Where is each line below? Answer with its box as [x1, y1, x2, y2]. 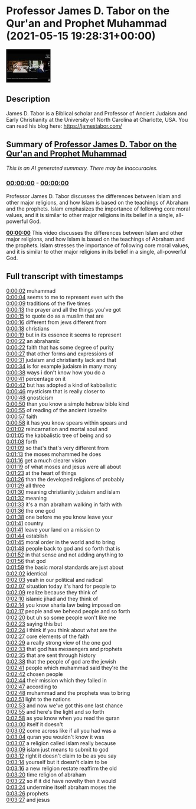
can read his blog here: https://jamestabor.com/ [6, 122, 122, 130]
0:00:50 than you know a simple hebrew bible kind [6, 400, 129, 407]
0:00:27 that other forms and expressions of [6, 350, 114, 357]
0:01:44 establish [6, 532, 48, 539]
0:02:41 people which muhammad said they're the [6, 664, 128, 671]
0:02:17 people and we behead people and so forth [6, 607, 130, 614]
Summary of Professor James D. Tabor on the [6, 140, 177, 150]
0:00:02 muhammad [6, 287, 56, 294]
